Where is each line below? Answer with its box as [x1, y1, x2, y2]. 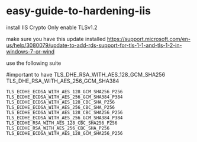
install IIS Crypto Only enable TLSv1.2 [6, 24, 98, 31]
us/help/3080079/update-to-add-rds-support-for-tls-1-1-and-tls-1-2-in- [6, 42, 182, 49]
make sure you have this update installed [6, 35, 106, 42]
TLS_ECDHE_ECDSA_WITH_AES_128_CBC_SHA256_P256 [6, 109, 123, 115]
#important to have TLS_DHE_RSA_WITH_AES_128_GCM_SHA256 [6, 71, 166, 78]
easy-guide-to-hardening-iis [6, 4, 151, 18]
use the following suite [6, 59, 62, 67]
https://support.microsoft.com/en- [106, 35, 191, 42]
